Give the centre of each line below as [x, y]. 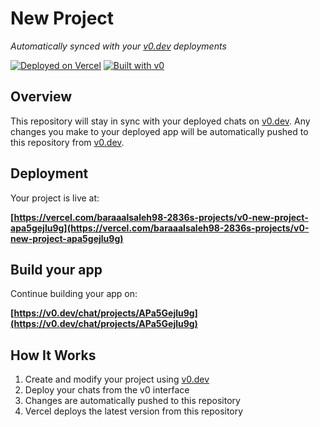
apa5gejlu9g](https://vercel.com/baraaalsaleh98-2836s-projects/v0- [160, 228]
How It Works [53, 355]
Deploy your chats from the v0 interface [107, 390]
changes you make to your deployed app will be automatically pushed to [159, 131]
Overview [41, 97]
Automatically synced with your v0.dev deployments [118, 46]
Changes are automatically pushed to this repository [132, 401]
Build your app [56, 269]
